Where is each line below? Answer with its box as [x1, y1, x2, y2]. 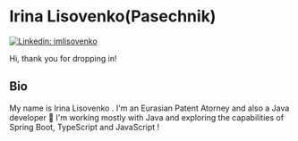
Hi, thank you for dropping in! [9, 53, 117, 63]
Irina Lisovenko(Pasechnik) [9, 6, 217, 27]
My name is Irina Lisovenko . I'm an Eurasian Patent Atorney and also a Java [9, 103, 290, 113]
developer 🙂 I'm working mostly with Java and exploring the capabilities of [9, 112, 285, 122]
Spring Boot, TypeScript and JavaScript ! [9, 121, 160, 132]
